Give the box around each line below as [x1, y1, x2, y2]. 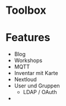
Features [5, 31, 51, 45]
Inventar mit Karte [14, 70, 58, 77]
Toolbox [5, 4, 46, 17]
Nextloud [14, 76, 37, 83]
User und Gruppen [14, 82, 60, 89]
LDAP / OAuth [23, 89, 57, 96]
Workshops [14, 57, 43, 64]
